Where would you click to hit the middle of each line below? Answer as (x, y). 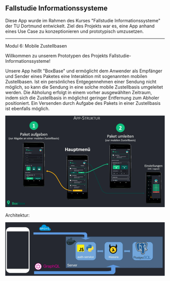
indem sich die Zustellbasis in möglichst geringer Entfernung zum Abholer (82, 98)
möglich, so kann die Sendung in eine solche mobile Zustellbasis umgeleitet (84, 87)
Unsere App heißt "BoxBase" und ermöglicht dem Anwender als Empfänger (84, 71)
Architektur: (17, 215)
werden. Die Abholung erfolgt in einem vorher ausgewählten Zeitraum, (79, 92)
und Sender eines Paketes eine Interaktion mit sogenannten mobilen (76, 76)
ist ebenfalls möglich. (27, 108)
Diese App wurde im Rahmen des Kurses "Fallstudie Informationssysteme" (83, 20)
